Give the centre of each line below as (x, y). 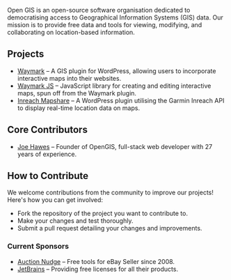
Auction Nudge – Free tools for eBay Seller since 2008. (96, 261)
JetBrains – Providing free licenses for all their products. (98, 269)
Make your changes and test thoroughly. (75, 221)
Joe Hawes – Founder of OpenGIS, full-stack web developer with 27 (115, 146)
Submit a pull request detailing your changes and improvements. (110, 228)
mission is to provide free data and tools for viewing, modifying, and (105, 25)
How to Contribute (48, 176)
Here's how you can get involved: (55, 200)
